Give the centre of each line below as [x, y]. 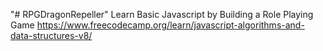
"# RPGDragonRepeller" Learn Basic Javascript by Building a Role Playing [162, 14]
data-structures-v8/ [51, 35]
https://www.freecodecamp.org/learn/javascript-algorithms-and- [170, 25]
